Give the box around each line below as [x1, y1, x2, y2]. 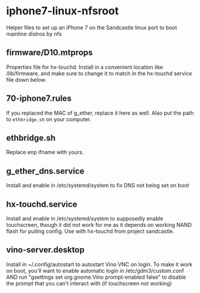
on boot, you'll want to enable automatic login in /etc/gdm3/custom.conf [6, 267, 184, 274]
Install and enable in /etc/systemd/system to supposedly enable [6, 215, 164, 222]
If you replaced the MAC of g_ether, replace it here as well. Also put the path [6, 109, 194, 116]
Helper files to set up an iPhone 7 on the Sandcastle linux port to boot [6, 24, 177, 31]
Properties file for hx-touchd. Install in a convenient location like [6, 63, 164, 70]
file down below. [6, 76, 47, 83]
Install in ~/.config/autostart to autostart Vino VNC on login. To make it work [6, 261, 193, 268]
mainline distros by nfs [6, 30, 62, 37]
